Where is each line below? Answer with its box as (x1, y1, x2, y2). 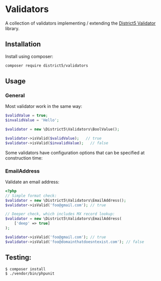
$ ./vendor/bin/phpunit (5, 271, 55, 276)
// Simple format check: (5, 193, 57, 198)
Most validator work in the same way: (5, 103, 82, 109)
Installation (5, 40, 41, 49)
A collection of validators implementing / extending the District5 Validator (5, 20, 156, 26)
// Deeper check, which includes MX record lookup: (5, 212, 115, 217)
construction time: (5, 155, 43, 161)
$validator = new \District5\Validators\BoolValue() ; (5, 127, 120, 132)
